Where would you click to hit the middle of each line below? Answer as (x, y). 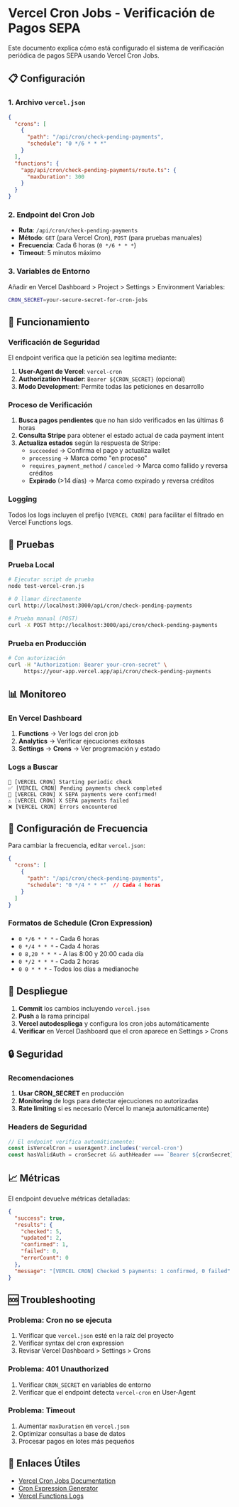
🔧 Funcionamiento (49, 322)
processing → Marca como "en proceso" (88, 458)
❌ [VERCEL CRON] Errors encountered (63, 807)
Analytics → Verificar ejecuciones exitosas (81, 741)
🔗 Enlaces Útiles (44, 1463)
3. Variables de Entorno (49, 272)
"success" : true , (40, 1218)
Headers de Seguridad (48, 1127)
